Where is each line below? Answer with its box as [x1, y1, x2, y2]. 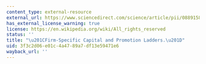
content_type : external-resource [6, 9, 92, 15]
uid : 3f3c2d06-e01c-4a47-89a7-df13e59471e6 [6, 43, 120, 49]
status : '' [6, 32, 34, 38]
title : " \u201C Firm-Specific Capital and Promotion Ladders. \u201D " [6, 37, 185, 43]
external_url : [6, 15, 43, 21]
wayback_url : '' [6, 49, 48, 55]
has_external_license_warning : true [6, 20, 100, 26]
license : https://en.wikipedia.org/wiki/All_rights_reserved [6, 26, 166, 32]
